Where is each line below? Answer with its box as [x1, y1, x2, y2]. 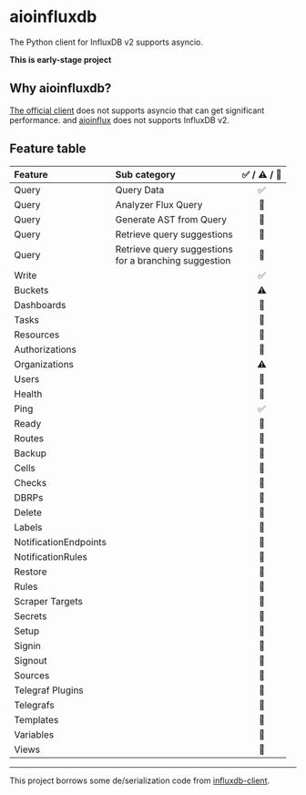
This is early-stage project [9, 54, 112, 65]
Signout [14, 654, 47, 666]
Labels [14, 521, 43, 533]
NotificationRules [14, 550, 88, 563]
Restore [14, 565, 47, 578]
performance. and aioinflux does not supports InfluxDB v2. [9, 114, 230, 125]
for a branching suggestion [115, 253, 231, 266]
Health [14, 387, 43, 400]
